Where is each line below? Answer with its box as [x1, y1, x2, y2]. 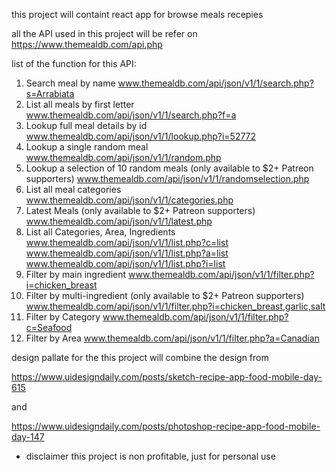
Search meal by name [25, 77, 116, 89]
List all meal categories [25, 184, 122, 195]
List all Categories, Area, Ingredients [25, 226, 176, 238]
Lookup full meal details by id [25, 120, 148, 131]
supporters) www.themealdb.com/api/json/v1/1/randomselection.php [25, 173, 310, 184]
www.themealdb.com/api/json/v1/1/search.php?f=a [25, 109, 237, 121]
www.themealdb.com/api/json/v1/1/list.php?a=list [25, 247, 229, 259]
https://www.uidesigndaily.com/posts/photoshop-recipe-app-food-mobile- [11, 420, 321, 432]
